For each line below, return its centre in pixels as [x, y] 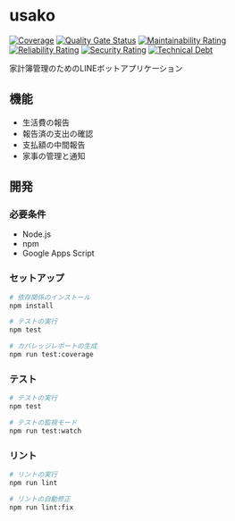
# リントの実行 [34, 475]
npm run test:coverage [51, 355]
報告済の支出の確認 [58, 133]
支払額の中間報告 [54, 145]
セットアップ [37, 278]
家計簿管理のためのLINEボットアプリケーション [96, 68]
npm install [31, 306]
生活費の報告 [46, 122]
